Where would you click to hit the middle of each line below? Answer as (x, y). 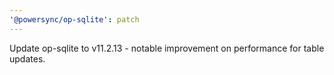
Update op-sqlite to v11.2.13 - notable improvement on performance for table (167, 48)
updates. (27, 58)
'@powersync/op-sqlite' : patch (74, 19)
